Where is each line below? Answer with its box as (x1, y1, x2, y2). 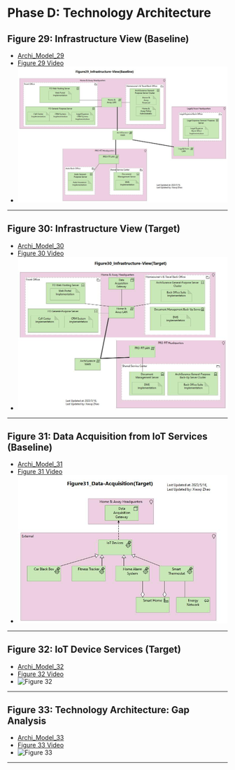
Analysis (7, 715, 47, 727)
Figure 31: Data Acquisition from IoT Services (7, 430, 208, 443)
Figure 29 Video (17, 59, 64, 67)
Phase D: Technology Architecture (7, 5, 211, 21)
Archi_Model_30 (17, 241, 64, 250)
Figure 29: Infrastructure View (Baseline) (7, 33, 190, 45)
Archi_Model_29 (17, 51, 64, 60)
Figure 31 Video (17, 468, 63, 476)
